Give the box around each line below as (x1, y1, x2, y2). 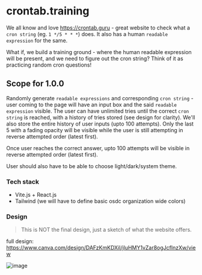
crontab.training (6, 4, 90, 18)
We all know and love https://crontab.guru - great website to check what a (6, 24, 191, 31)
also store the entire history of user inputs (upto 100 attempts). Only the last (6, 120, 194, 127)
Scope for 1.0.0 (6, 79, 64, 89)
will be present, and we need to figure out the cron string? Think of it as (6, 55, 183, 62)
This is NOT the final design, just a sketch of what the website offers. (20, 226, 192, 234)
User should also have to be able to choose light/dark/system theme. (6, 162, 177, 169)
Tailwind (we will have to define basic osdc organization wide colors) (14, 198, 186, 205)
